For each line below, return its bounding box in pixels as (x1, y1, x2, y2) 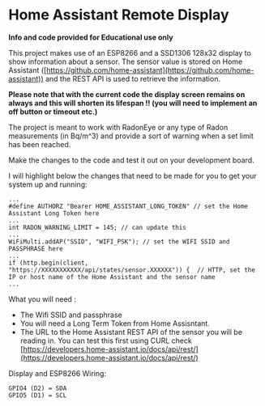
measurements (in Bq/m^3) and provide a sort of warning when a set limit (8, 131, 254, 141)
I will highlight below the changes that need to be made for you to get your (8, 171, 257, 180)
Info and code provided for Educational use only (8, 32, 173, 42)
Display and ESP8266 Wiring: (8, 368, 107, 378)
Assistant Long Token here (8, 209, 100, 218)
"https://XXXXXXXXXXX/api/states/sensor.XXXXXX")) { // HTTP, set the (8, 265, 255, 274)
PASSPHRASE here (8, 244, 63, 252)
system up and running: (8, 180, 88, 189)
